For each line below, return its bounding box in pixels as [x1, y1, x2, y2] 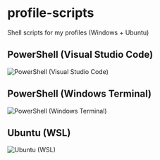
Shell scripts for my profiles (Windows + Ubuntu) [7, 28, 149, 37]
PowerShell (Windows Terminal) [7, 88, 152, 100]
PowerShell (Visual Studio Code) [7, 49, 154, 61]
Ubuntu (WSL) [7, 127, 71, 139]
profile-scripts [7, 5, 94, 21]
